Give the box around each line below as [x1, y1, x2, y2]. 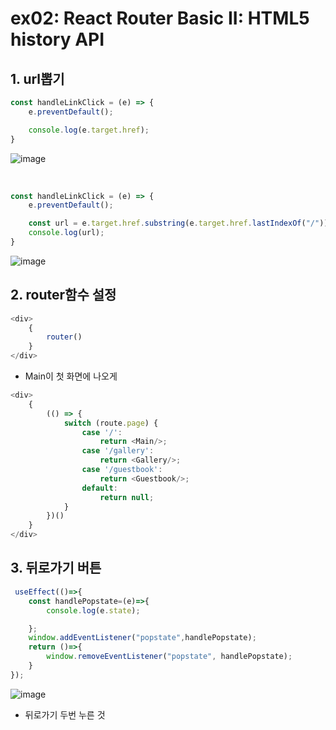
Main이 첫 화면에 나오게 [24, 370, 118, 382]
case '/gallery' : [81, 446, 155, 456]
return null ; [99, 492, 155, 502]
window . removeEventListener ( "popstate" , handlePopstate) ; [46, 652, 293, 662]
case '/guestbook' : [81, 465, 163, 475]
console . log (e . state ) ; [46, 605, 141, 616]
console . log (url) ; [28, 228, 105, 238]
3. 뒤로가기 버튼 [10, 560, 102, 577]
